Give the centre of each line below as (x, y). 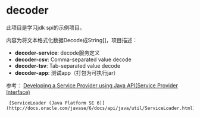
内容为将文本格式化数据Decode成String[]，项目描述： (72, 40)
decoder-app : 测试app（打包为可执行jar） (67, 72)
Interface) (18, 92)
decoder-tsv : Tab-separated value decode (68, 65)
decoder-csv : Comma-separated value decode (73, 59)
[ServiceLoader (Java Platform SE (51, 103)
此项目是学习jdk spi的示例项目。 (46, 27)
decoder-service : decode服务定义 (57, 53)
